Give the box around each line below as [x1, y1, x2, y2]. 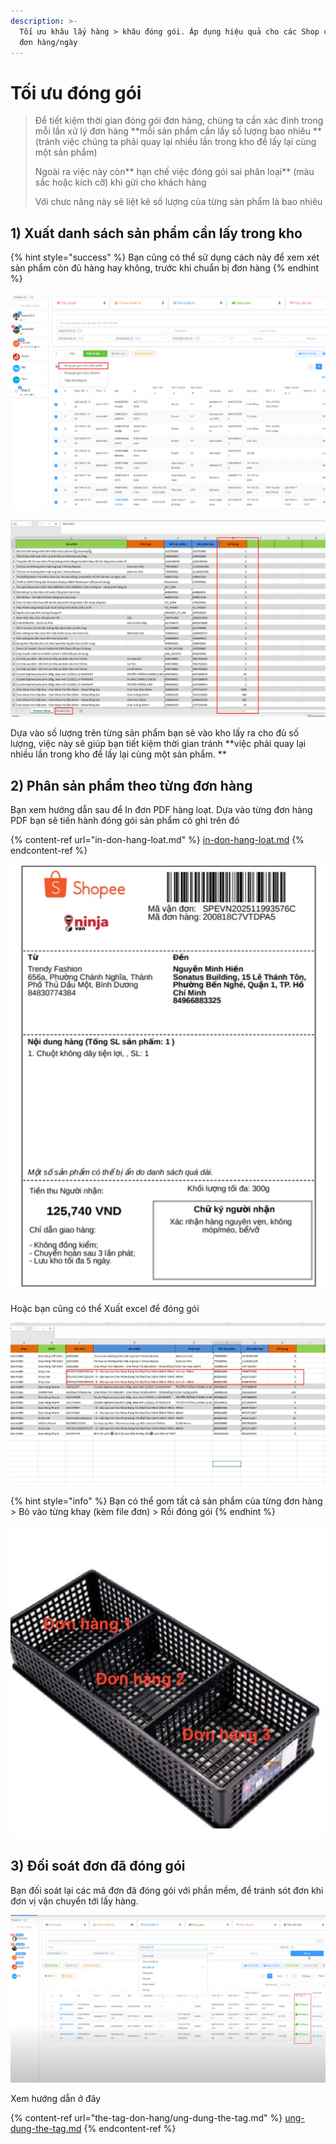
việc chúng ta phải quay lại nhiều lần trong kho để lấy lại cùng [62, 136, 317, 148]
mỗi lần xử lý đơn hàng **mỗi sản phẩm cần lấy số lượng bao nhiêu [34, 125, 312, 137]
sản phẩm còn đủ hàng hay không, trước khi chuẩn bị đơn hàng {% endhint [10, 262, 320, 274]
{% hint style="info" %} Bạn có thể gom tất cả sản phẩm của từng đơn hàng [10, 1495, 323, 1507]
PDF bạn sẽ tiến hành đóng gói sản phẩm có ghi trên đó [10, 814, 240, 826]
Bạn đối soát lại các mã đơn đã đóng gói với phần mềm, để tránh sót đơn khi [10, 1884, 324, 1896]
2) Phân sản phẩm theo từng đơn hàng [10, 777, 253, 794]
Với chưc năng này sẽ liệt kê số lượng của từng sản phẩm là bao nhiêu [34, 196, 323, 208]
